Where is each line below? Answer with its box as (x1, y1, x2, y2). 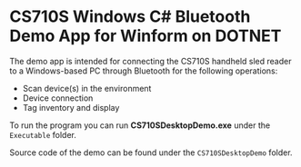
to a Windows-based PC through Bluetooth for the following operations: (9, 65, 278, 76)
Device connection (22, 93, 94, 103)
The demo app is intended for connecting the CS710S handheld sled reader (9, 55, 292, 66)
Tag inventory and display (22, 102, 120, 113)
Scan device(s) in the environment (22, 83, 152, 93)
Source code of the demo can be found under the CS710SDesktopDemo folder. (9, 147, 293, 158)
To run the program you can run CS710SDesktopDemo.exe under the (9, 120, 271, 131)
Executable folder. (9, 129, 77, 140)
